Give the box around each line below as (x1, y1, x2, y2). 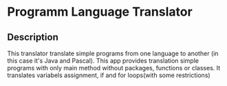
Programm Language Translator (7, 4, 193, 20)
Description (7, 31, 58, 43)
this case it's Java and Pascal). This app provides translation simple (7, 57, 199, 65)
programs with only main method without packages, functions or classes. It (7, 64, 221, 72)
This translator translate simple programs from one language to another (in (7, 49, 219, 57)
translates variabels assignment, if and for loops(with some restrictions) (7, 71, 211, 79)
